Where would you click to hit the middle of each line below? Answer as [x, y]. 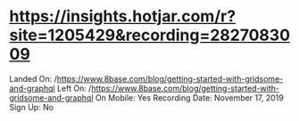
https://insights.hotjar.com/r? [123, 16]
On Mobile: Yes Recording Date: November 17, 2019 [189, 97]
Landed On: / [33, 78]
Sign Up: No [32, 107]
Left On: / [74, 88]
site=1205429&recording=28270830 [150, 35]
